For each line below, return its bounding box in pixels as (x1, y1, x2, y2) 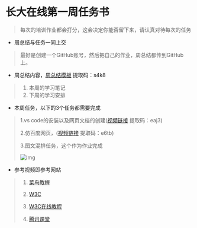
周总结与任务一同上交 (14, 39, 66, 46)
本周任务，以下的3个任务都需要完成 (14, 104, 101, 111)
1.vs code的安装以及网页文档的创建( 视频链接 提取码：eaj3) (20, 116, 163, 123)
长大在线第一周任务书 (5, 5, 110, 19)
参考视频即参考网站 (14, 166, 62, 173)
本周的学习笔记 (28, 84, 66, 91)
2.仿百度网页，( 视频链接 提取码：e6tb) (20, 129, 114, 137)
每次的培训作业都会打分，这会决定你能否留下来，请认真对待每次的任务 (20, 26, 192, 33)
